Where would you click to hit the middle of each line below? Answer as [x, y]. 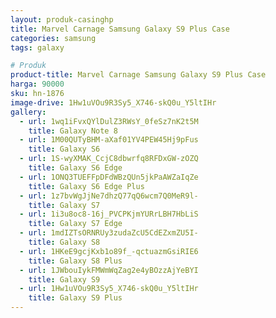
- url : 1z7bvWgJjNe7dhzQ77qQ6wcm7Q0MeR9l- [109, 196]
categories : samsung [53, 38]
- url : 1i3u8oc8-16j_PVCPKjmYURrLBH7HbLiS [109, 214]
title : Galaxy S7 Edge [75, 224]
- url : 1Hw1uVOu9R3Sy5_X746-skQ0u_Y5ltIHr [109, 289]
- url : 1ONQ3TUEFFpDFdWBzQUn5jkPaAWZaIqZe [109, 177]
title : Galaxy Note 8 [73, 131]
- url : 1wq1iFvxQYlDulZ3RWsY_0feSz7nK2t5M [109, 121]
